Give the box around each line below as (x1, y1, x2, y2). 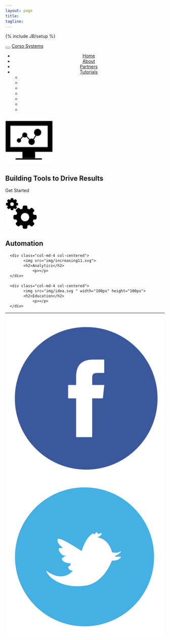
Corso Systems (11, 43, 44, 49)
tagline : (5, 19, 24, 24)
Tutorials (79, 69, 98, 75)
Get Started (5, 188, 29, 194)
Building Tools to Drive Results (5, 174, 104, 182)
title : (5, 13, 19, 19)
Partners (79, 64, 98, 70)
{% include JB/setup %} (5, 33, 56, 39)
